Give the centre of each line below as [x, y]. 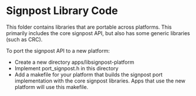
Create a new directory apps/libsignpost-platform [74, 62]
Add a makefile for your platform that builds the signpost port [89, 74]
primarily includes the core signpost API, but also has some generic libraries [98, 33]
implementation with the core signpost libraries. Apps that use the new [100, 81]
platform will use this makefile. [51, 87]
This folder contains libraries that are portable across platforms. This [89, 27]
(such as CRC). [24, 39]
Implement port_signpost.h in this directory [66, 68]
